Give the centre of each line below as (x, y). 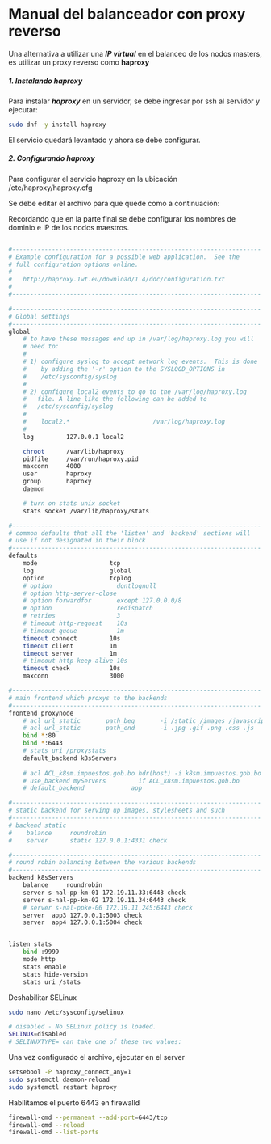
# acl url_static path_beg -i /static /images (124, 720)
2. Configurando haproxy (52, 158)
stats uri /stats (52, 982)
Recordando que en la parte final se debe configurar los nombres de (122, 218)
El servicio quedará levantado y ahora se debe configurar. (104, 140)
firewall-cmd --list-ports (54, 1133)
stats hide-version (56, 974)
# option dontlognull (90, 586)
